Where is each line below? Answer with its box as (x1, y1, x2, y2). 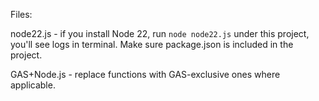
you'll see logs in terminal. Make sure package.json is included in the (10, 39, 294, 50)
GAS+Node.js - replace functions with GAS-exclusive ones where (10, 69, 281, 80)
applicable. (10, 79, 56, 91)
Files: (10, 9, 33, 20)
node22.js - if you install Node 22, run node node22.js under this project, (10, 28, 310, 39)
